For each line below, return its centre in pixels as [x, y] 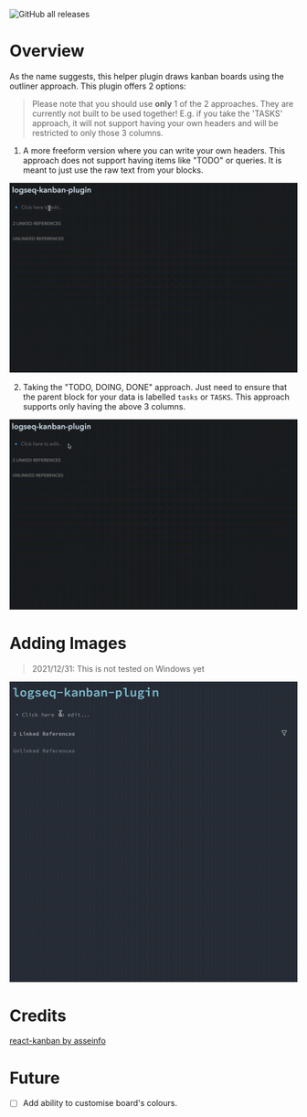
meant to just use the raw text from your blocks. [113, 170]
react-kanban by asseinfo [58, 1041]
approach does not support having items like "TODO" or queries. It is [152, 160]
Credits [38, 1016]
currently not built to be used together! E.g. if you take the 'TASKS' [157, 113]
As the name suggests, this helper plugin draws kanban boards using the [147, 76]
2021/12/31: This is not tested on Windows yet [118, 668]
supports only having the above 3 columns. [104, 407]
